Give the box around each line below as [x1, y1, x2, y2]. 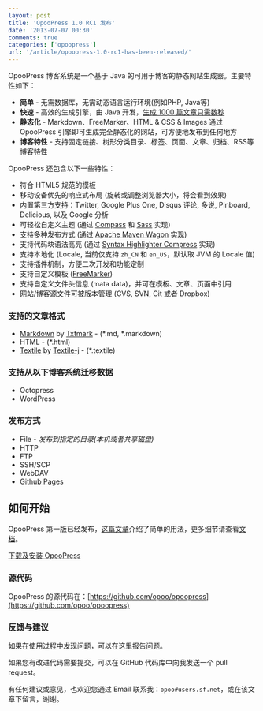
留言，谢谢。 [21, 694, 64, 704]
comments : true [8, 33, 58, 42]
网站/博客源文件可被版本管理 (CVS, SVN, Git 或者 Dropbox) [19, 289, 210, 298]
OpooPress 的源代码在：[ [8, 592, 91, 601]
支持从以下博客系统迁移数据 [8, 367, 113, 378]
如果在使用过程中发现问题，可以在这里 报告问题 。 [8, 641, 167, 651]
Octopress [19, 385, 54, 395]
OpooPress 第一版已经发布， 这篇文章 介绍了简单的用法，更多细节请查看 [8, 524, 239, 533]
